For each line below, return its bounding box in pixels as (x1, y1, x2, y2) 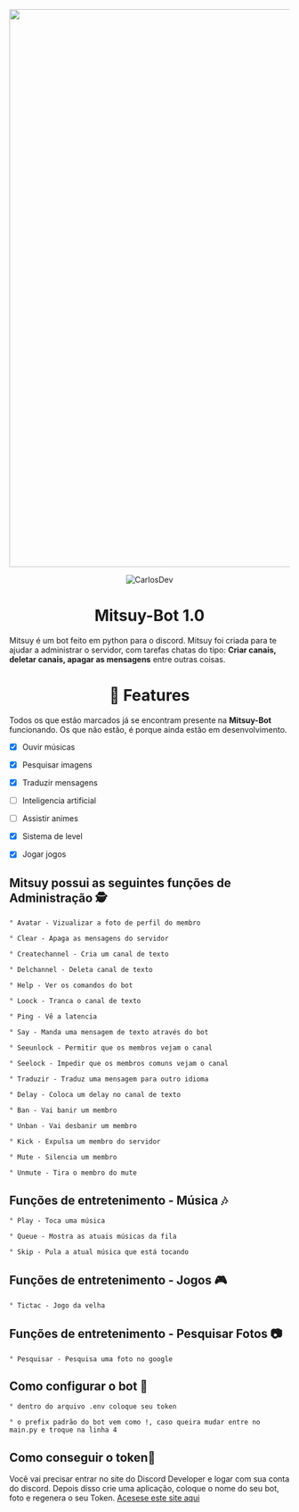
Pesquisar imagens (21, 759, 93, 770)
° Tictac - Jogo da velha (9, 1300, 105, 1310)
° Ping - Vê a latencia (9, 1012, 98, 1021)
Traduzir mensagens (21, 777, 98, 788)
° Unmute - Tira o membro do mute (9, 1168, 138, 1177)
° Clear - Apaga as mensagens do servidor (9, 935, 169, 943)
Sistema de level (21, 831, 83, 842)
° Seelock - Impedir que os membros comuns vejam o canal (9, 1059, 229, 1068)
